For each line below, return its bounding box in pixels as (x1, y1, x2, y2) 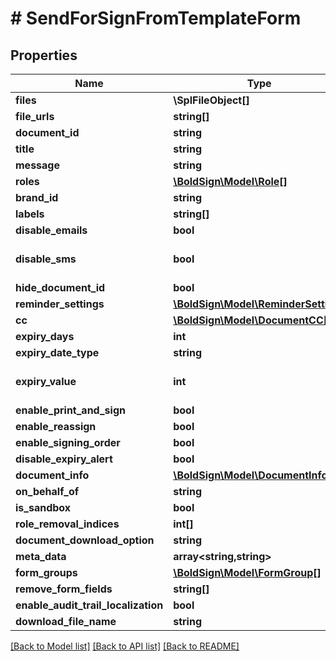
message (15, 158, 60, 172)
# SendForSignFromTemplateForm (10, 7, 302, 30)
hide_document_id (15, 281, 106, 294)
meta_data (15, 550, 67, 563)
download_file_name (15, 615, 117, 628)
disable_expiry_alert (15, 452, 113, 466)
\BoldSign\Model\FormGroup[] (173, 566, 322, 579)
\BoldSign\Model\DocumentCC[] (173, 313, 332, 327)
